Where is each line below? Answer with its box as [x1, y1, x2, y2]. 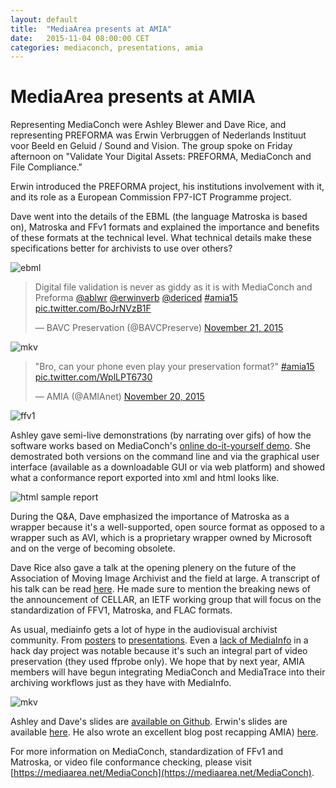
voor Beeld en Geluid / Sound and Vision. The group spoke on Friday [10, 140, 293, 152]
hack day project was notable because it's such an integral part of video [10, 645, 308, 657]
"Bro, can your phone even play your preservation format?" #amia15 [34, 361, 315, 373]
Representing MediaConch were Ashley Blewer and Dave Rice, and [10, 119, 287, 131]
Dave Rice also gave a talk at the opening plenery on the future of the [10, 562, 297, 574]
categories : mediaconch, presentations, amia [10, 42, 203, 53]
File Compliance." [10, 161, 83, 173]
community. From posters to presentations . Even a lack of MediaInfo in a [10, 634, 309, 646]
